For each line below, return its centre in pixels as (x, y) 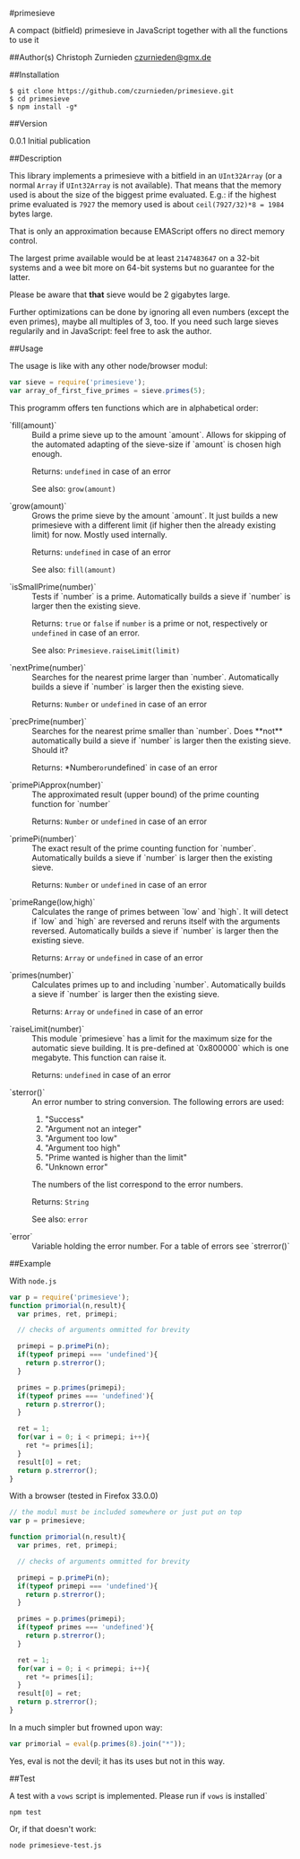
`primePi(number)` (43, 838)
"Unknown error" (76, 1167)
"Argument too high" (82, 1147)
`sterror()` (27, 1092)
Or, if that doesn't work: (53, 1828)
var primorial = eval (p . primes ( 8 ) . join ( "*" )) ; (98, 1744)
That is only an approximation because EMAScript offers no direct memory (147, 231)
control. (24, 241)
